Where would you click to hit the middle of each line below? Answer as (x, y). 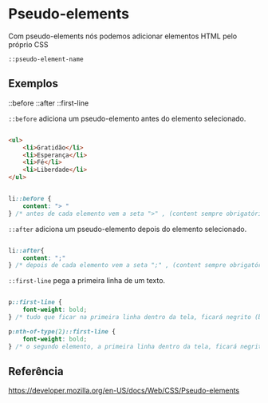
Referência (36, 371)
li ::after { (26, 250)
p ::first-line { (35, 302)
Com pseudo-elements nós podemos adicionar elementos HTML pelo (123, 36)
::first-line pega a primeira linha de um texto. (87, 281)
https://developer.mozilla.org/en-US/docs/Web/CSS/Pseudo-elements (124, 391)
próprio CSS (28, 44)
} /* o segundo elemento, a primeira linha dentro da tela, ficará (123, 346)
